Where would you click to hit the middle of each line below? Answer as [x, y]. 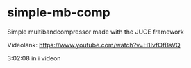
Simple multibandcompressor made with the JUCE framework [95, 32]
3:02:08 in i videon [34, 58]
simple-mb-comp [59, 13]
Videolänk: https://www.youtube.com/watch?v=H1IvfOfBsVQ [94, 45]
